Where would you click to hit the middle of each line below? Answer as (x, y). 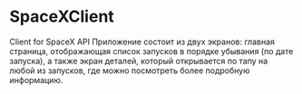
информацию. (36, 80)
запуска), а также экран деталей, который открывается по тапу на (139, 61)
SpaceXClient (62, 17)
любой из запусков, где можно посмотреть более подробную (130, 70)
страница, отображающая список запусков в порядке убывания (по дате (151, 51)
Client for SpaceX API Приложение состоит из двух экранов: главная (142, 42)
